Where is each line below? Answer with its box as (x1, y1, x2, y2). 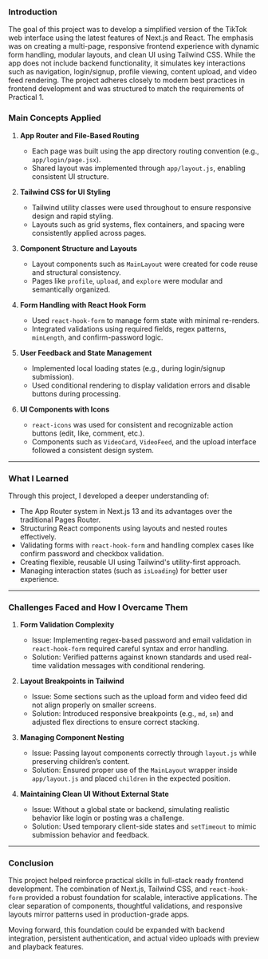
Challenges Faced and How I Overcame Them (8, 602, 188, 613)
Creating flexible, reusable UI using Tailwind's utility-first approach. (19, 557, 242, 567)
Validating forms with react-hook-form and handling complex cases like (19, 540, 254, 550)
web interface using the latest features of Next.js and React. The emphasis (8, 33, 254, 42)
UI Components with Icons (19, 404, 110, 414)
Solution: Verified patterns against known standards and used (31, 652, 235, 662)
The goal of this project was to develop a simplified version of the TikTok (8, 25, 247, 34)
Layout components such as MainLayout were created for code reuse (31, 259, 258, 269)
